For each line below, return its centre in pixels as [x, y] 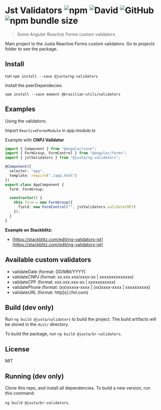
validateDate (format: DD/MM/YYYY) [49, 271]
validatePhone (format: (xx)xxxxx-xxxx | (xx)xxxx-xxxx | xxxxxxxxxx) [81, 287]
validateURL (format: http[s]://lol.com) [50, 292]
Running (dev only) [35, 376]
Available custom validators [48, 260]
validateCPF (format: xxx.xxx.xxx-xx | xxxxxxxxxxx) [64, 282]
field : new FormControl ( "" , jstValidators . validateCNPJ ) [77, 207]
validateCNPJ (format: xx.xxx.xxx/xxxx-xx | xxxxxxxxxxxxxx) [73, 277]
